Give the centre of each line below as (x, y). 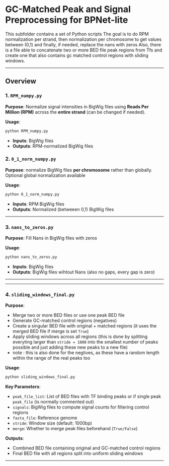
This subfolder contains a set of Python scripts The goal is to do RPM (77, 34)
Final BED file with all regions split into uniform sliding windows (78, 453)
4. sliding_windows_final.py (40, 294)
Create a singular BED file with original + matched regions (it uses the (84, 326)
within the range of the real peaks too (51, 358)
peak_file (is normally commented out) (53, 402)
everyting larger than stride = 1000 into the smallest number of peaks (85, 342)
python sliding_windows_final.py (40, 377)
